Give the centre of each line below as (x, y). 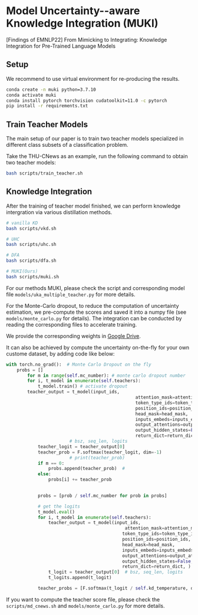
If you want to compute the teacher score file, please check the (83, 599)
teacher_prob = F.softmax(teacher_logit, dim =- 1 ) (100, 452)
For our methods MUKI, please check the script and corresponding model (95, 288)
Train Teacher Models (47, 124)
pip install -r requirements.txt (47, 106)
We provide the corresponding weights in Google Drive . (74, 336)
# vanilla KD (22, 223)
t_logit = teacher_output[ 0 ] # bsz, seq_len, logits (115, 572)
